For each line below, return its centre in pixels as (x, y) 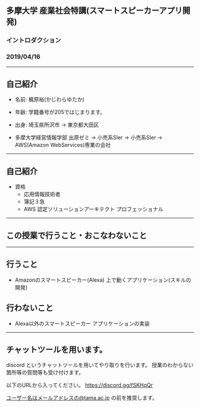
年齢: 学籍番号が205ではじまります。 (60, 112)
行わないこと (30, 308)
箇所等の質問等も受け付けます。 (45, 372)
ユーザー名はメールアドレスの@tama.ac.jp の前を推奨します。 (82, 398)
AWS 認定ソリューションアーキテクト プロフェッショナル (93, 209)
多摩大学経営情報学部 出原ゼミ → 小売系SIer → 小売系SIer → (88, 138)
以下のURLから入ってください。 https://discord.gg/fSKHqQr (79, 385)
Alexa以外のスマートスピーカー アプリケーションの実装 (82, 323)
